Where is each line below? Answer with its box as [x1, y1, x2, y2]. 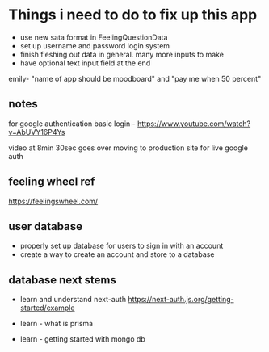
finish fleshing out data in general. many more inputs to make [19, 49, 225, 59]
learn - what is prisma [19, 319, 94, 329]
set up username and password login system [19, 40, 170, 50]
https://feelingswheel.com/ [8, 196, 99, 206]
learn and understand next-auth [19, 295, 127, 304]
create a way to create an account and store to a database [19, 249, 215, 259]
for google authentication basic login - [8, 119, 136, 128]
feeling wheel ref [8, 175, 95, 189]
